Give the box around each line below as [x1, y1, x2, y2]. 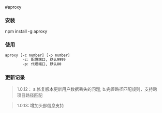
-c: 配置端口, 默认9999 [22, 57, 66, 62]
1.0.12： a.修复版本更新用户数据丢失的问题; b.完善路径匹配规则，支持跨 [16, 86, 158, 92]
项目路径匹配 [16, 92, 43, 98]
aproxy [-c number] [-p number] [5, 53, 70, 58]
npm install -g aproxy [5, 29, 47, 34]
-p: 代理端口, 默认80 [22, 62, 61, 67]
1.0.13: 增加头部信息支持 [16, 102, 64, 108]
